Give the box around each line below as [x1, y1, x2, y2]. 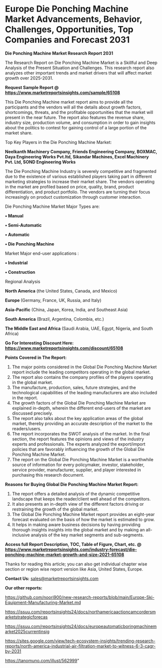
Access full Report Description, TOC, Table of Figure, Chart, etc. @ [5, 541, 142, 547]
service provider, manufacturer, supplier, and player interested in [12, 466, 141, 473]
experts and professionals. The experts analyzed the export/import [12, 441, 146, 447]
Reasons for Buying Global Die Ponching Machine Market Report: [5, 481, 139, 487]
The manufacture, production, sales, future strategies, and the [12, 384, 136, 390]
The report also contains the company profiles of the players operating [12, 374, 153, 380]
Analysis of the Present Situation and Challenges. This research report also [5, 64, 155, 71]
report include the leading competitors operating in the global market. [12, 369, 151, 375]
